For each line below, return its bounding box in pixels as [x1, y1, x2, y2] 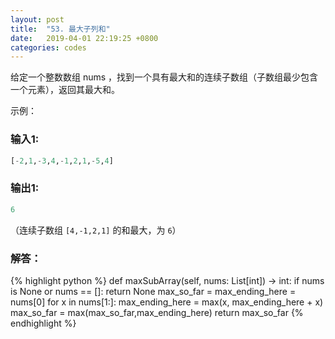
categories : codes [10, 42, 87, 53]
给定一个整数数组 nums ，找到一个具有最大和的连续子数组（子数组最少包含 [10, 71, 319, 83]
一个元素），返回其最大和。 [10, 84, 120, 96]
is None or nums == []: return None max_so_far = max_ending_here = [10, 285, 297, 297]
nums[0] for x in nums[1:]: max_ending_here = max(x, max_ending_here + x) [10, 296, 324, 308]
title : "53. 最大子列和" [10, 24, 111, 34]
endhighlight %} [10, 317, 77, 329]
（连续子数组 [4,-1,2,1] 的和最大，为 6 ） [10, 224, 182, 236]
